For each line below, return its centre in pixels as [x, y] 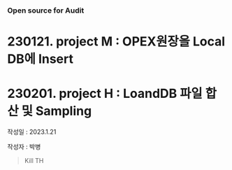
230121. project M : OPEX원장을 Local [116, 42]
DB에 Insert [40, 59]
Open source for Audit [46, 10]
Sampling [64, 111]
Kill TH [34, 161]
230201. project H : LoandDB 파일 [105, 94]
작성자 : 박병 [24, 147]
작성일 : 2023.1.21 [32, 132]
